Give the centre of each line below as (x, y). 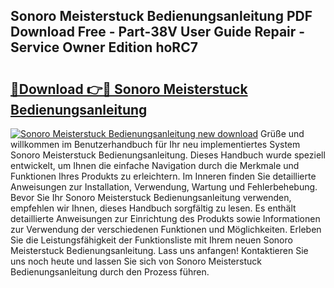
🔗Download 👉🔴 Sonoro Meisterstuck (129, 89)
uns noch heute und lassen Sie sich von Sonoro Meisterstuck (136, 261)
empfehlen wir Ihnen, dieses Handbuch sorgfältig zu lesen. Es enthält (153, 208)
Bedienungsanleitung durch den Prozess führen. (110, 272)
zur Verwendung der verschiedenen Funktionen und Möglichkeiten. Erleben (166, 229)
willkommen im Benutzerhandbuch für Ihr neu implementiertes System (155, 144)
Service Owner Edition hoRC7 (104, 47)
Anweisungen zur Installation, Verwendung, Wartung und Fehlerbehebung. (164, 187)
